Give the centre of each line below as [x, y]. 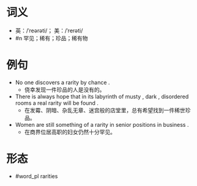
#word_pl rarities [36, 176]
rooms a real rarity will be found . [57, 103]
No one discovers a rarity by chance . [62, 82]
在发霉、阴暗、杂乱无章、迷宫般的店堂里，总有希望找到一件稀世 [105, 110]
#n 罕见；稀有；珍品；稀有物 [51, 38]
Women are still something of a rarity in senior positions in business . [102, 124]
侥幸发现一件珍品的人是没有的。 [65, 90]
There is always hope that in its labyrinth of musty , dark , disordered [102, 96]
